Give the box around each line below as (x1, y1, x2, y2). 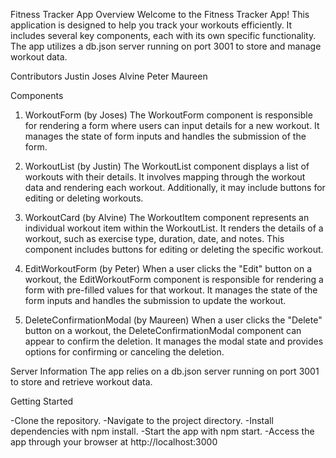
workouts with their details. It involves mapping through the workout (24, 171, 306, 183)
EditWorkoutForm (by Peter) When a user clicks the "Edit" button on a (24, 263, 313, 274)
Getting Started (10, 395, 74, 407)
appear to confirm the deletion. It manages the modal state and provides (24, 335, 324, 347)
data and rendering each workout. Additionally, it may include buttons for (24, 182, 326, 193)
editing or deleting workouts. (24, 192, 144, 204)
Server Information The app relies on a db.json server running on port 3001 (10, 365, 320, 377)
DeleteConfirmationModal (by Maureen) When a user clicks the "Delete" (24, 314, 323, 326)
